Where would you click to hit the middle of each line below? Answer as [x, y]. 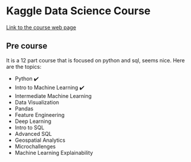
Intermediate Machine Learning [53, 96]
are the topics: [24, 66]
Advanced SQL [33, 134]
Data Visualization [37, 102]
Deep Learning [33, 121]
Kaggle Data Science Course [78, 11]
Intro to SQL [29, 127]
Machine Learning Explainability [54, 153]
